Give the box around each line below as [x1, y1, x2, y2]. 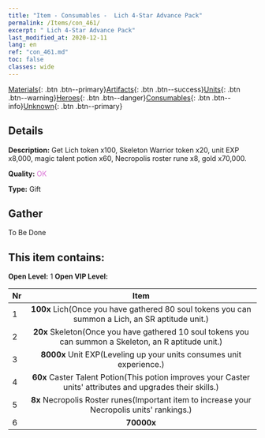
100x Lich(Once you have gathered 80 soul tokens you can [31, 304, 252, 315]
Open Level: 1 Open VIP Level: [8, 271, 109, 281]
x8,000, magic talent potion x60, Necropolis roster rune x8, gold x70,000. [8, 153, 247, 163]
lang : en [8, 41, 37, 49]
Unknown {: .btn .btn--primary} [23, 101, 123, 110]
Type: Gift [8, 184, 41, 193]
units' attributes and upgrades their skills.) [62, 382, 219, 393]
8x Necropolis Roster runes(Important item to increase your [30, 395, 252, 406]
